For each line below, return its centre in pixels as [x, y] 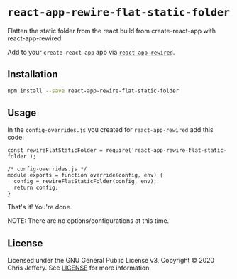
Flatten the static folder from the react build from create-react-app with [112, 31]
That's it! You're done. [40, 207]
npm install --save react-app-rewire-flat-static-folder [93, 91]
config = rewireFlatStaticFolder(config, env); [86, 182]
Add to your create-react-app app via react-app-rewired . [91, 52]
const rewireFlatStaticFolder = [55, 151]
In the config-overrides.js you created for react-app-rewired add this [111, 130]
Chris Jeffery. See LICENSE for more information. [79, 268]
